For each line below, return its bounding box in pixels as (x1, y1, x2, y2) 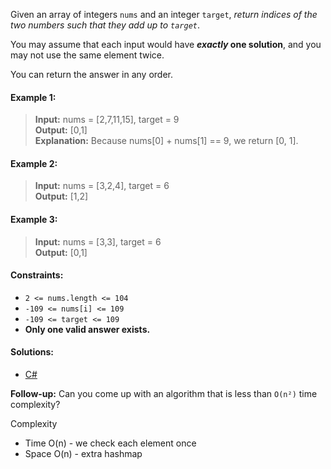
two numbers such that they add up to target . (10, 19, 201, 31)
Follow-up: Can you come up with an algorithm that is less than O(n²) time (10, 388, 318, 400)
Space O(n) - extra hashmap (24, 448, 143, 460)
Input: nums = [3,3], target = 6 (34, 235, 162, 248)
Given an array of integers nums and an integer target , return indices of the (10, 9, 318, 20)
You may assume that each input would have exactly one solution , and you (10, 39, 322, 50)
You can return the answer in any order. (10, 69, 173, 80)
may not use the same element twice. (10, 49, 165, 61)
